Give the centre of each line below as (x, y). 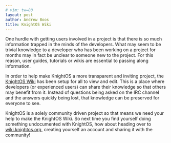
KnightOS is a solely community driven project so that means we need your (85, 113)
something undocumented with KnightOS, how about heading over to (78, 124)
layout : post (19, 15)
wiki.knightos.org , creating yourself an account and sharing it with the (79, 130)
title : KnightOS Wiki (28, 24)
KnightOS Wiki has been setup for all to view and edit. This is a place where (85, 81)
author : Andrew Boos (27, 19)
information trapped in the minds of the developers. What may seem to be (83, 45)
